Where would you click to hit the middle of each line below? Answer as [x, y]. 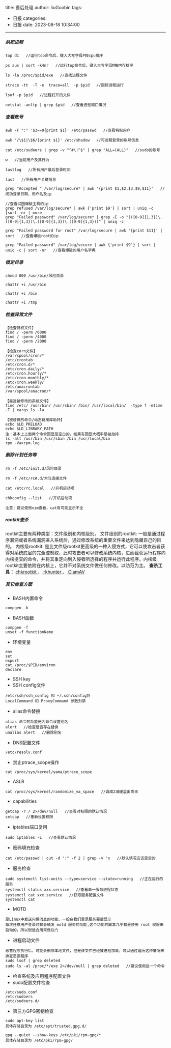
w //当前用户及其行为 [27, 160]
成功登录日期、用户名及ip [28, 194]
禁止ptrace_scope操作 [36, 762]
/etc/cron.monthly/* [27, 378]
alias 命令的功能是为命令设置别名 [37, 722]
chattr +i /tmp [21, 302]
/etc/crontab [19, 360]
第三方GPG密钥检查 [33, 1011]
